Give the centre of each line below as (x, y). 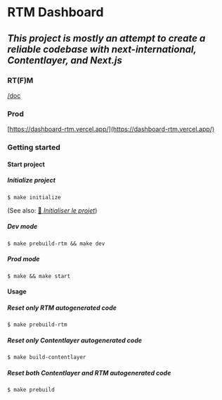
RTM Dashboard (55, 12)
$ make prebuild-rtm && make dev (56, 244)
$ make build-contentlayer (47, 357)
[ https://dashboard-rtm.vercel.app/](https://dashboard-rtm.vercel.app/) (111, 129)
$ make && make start (39, 276)
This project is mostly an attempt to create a (106, 38)
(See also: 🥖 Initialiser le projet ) (52, 210)
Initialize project (32, 180)
